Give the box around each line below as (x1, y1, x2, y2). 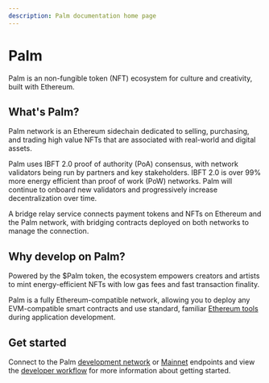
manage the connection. (8, 227, 89, 236)
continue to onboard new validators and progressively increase (8, 185, 218, 194)
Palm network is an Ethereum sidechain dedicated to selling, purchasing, (8, 127, 250, 136)
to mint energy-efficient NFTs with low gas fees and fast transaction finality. (8, 280, 260, 289)
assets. (8, 144, 32, 153)
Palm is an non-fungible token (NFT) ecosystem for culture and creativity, (8, 73, 253, 83)
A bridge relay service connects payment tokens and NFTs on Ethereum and (8, 209, 262, 219)
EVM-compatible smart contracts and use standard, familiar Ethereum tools (8, 304, 259, 314)
